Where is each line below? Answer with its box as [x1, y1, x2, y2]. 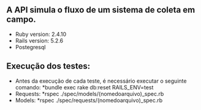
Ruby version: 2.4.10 [15, 30, 67, 38]
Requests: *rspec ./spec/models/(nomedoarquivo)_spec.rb [15, 90, 164, 97]
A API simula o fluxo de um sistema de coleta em [6, 5, 195, 15]
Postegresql [15, 43, 46, 50]
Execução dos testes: [6, 61, 91, 72]
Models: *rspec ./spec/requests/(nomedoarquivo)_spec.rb [15, 97, 163, 104]
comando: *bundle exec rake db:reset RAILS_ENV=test [15, 83, 154, 91]
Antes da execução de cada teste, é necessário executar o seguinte [15, 77, 187, 84]
